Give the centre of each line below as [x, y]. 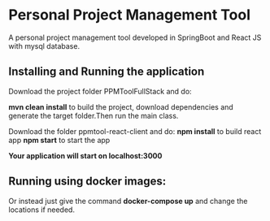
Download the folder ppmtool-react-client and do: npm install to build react [135, 131]
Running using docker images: [87, 182]
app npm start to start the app [59, 140]
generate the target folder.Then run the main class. [94, 115]
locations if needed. [42, 210]
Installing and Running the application [107, 72]
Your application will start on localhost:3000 [85, 155]
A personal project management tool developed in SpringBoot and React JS [135, 37]
